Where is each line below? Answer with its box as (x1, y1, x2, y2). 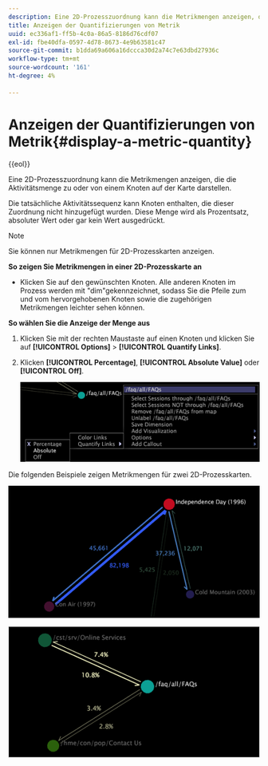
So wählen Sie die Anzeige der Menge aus (8, 318, 150, 327)
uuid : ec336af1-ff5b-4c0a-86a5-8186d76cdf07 (8, 30, 159, 38)
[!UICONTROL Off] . (19, 365, 85, 375)
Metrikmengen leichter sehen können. (19, 302, 145, 312)
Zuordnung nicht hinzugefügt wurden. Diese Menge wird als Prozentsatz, (8, 207, 249, 216)
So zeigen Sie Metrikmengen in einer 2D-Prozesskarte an (8, 262, 202, 271)
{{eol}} (8, 159, 30, 168)
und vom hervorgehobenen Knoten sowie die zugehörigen (19, 294, 212, 303)
